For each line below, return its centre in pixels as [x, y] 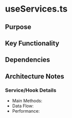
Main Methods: [27, 101]
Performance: [26, 111]
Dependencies [27, 60]
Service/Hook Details [31, 90]
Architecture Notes [35, 76]
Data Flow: [23, 106]
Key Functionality [32, 43]
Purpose [18, 27]
